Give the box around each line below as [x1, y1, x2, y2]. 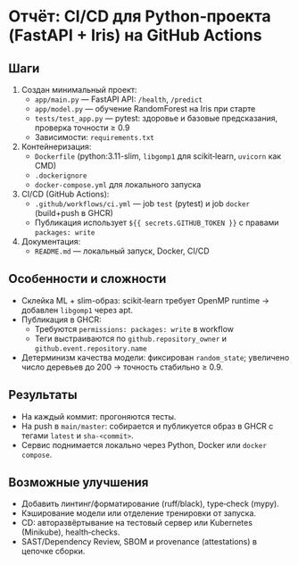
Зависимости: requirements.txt [34, 132, 155, 142]
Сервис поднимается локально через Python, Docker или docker [21, 439, 267, 450]
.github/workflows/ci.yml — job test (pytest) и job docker [34, 198, 251, 209]
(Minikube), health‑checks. [21, 527, 120, 537]
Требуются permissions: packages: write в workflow [34, 323, 234, 334]
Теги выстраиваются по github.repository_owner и [34, 333, 228, 344]
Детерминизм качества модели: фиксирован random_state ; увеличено [21, 352, 290, 362]
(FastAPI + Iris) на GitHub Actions [8, 25, 262, 46]
